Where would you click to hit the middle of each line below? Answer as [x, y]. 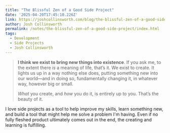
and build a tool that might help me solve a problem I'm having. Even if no [82, 114]
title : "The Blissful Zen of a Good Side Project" [60, 10]
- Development [25, 39]
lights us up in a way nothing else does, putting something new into [88, 73]
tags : [11, 34]
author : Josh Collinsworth [34, 24]
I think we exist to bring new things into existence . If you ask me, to [89, 62]
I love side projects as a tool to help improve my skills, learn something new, [84, 109]
